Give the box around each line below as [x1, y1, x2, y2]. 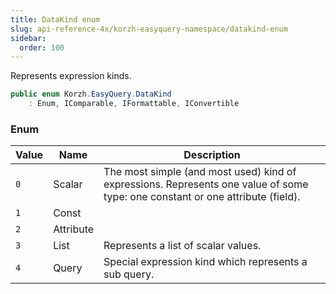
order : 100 [19, 42, 65, 53]
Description [183, 148, 241, 162]
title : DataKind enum [10, 14, 101, 25]
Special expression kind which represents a [103, 255, 308, 269]
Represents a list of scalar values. [103, 239, 262, 253]
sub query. [103, 267, 155, 281]
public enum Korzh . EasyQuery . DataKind [10, 89, 172, 100]
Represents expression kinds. [10, 70, 132, 82]
